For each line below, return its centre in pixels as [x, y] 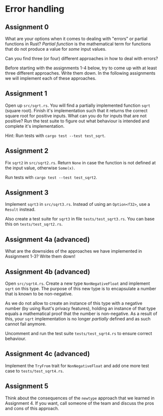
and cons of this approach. [32, 408]
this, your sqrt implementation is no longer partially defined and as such [78, 319]
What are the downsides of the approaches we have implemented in [74, 251]
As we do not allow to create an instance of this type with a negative [74, 303]
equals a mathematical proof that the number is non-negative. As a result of [81, 314]
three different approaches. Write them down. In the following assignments [80, 73]
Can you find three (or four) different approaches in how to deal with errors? [81, 59]
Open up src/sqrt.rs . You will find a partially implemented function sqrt [78, 105]
